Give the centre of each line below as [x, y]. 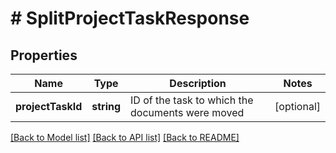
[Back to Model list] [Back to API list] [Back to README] [125, 137]
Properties [44, 55]
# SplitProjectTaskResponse [130, 18]
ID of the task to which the [192, 100]
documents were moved [187, 112]
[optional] [297, 106]
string [106, 106]
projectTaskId [49, 106]
